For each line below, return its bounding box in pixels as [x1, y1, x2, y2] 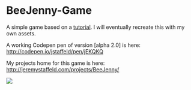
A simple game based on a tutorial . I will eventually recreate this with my [6, 23, 185, 31]
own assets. [6, 29, 36, 37]
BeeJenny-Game [6, 4, 92, 17]
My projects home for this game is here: [6, 59, 105, 67]
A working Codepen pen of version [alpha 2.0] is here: [6, 41, 141, 49]
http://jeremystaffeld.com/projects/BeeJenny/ [6, 65, 120, 73]
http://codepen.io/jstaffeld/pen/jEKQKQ [6, 47, 104, 55]
